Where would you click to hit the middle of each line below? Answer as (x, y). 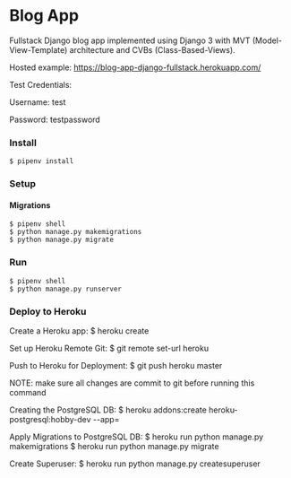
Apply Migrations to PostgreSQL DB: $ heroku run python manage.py (137, 437)
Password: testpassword (55, 119)
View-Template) (39, 49)
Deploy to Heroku (48, 311)
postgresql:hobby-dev (50, 419)
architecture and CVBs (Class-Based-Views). (152, 49)
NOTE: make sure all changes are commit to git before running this (132, 383)
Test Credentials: (41, 84)
